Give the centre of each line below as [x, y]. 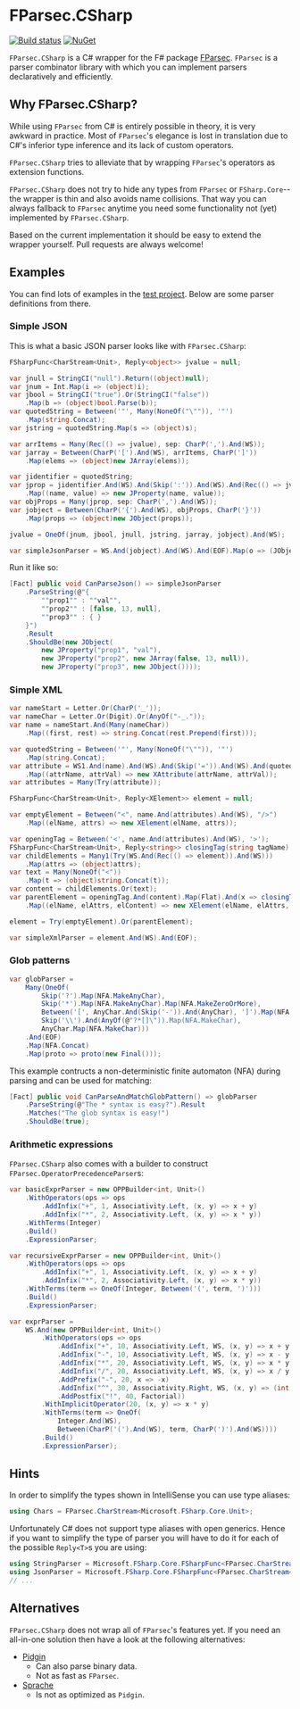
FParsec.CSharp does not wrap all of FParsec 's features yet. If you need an [145, 1630]
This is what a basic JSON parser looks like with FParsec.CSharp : [128, 345]
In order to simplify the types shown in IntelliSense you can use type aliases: [150, 1495]
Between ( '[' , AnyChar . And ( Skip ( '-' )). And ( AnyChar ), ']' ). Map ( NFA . [167, 1012]
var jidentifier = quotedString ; [71, 477]
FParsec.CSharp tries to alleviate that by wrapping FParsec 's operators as [142, 162]
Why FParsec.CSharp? [74, 105]
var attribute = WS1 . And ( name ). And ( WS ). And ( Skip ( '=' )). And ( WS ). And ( [139, 766]
